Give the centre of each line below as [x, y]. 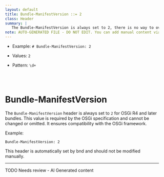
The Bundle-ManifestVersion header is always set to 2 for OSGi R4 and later [81, 113]
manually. [15, 156]
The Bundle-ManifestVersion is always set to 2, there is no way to [82, 28]
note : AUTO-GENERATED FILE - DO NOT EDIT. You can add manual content [78, 32]
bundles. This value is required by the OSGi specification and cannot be [77, 118]
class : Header [20, 19]
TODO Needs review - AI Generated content [49, 170]
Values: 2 [21, 56]
